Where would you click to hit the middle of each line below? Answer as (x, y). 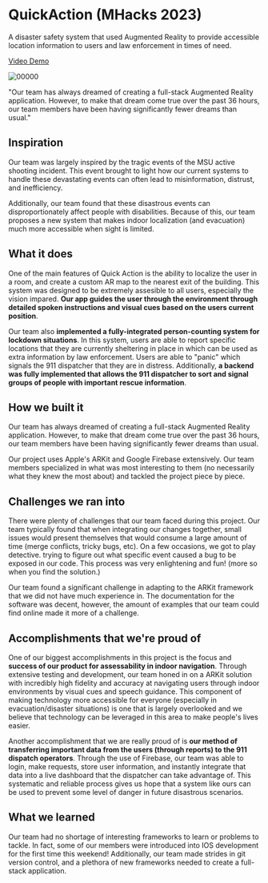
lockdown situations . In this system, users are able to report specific (122, 340)
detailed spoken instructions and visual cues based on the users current (131, 307)
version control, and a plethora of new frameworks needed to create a (124, 862)
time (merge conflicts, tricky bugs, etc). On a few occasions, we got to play (132, 546)
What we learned (52, 818)
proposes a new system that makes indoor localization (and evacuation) (127, 220)
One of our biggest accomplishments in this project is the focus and (120, 657)
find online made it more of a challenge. (74, 613)
